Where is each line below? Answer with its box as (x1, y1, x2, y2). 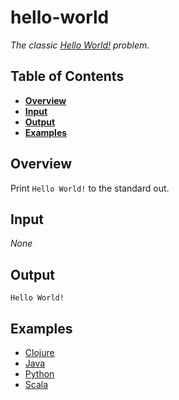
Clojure (24, 347, 55, 358)
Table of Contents (10, 68, 125, 85)
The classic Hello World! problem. (10, 39, 150, 51)
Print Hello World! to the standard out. (10, 182, 170, 194)
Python (24, 368, 55, 380)
